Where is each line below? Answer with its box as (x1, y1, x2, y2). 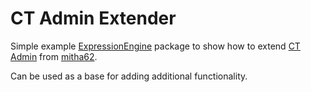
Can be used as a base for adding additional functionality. (10, 70, 248, 82)
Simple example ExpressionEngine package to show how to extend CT (10, 40, 301, 52)
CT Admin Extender (10, 7, 177, 30)
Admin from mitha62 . (10, 50, 98, 62)
